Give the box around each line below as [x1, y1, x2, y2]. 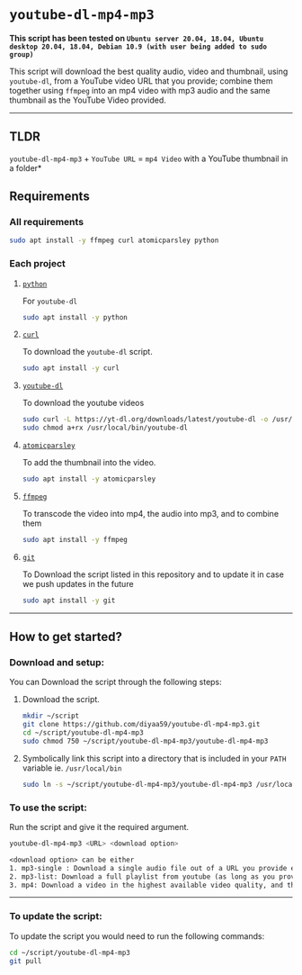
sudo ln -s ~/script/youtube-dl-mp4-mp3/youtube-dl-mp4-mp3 [22, 780, 253, 789]
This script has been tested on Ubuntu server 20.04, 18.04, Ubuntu [9, 32, 264, 43]
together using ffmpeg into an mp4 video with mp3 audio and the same [9, 85, 271, 95]
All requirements [9, 216, 84, 229]
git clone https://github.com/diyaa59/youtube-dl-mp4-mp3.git [22, 720, 261, 729]
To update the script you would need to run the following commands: [9, 930, 265, 942]
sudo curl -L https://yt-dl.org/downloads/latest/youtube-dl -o [22, 415, 269, 424]
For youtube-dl [22, 295, 78, 306]
